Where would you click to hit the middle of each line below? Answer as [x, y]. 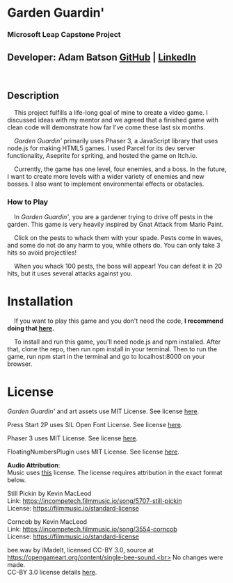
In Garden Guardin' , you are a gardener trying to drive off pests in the [113, 217]
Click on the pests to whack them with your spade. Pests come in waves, [118, 238]
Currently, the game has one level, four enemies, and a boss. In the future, [120, 169]
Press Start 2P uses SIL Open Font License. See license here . [95, 424]
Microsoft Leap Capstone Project [64, 35]
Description [33, 96]
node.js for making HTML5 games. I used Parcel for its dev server [102, 148]
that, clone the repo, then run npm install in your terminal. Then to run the [112, 349]
